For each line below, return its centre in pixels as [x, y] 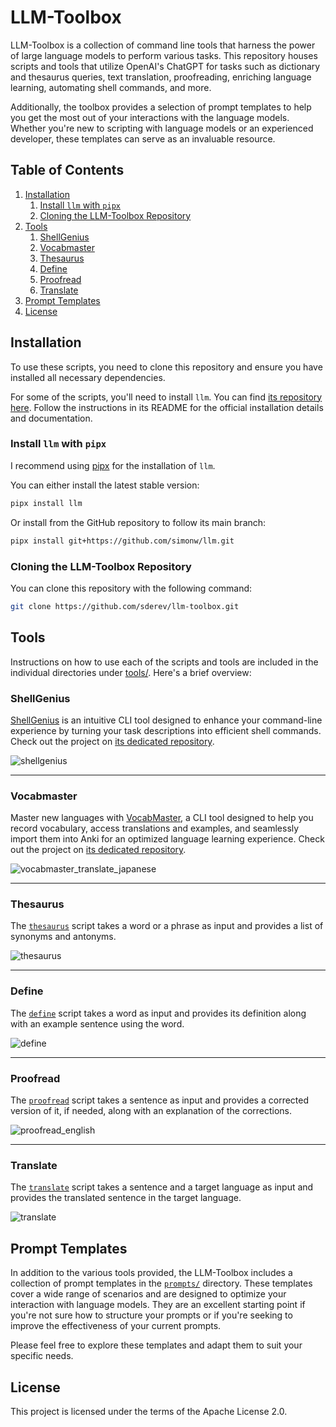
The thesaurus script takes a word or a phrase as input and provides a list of [167, 926]
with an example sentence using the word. [97, 1023]
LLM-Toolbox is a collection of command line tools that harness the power [163, 45]
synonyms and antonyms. [63, 937]
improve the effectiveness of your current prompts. [116, 1326]
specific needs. [42, 1356]
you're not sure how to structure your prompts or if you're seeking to [151, 1315]
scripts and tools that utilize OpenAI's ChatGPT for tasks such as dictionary [165, 66]
